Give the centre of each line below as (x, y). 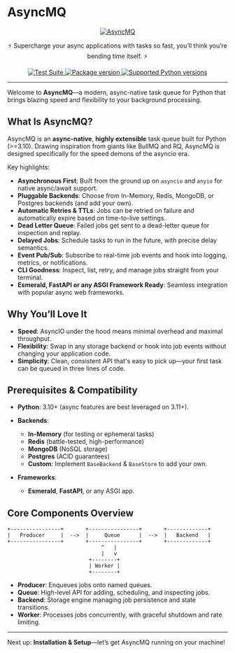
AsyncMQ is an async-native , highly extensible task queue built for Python (117, 139)
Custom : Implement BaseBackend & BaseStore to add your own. (117, 464)
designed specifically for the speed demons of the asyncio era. (98, 153)
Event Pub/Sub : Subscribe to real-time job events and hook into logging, (122, 255)
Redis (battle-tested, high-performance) (86, 442)
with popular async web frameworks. (71, 292)
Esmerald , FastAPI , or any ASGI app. (81, 491)
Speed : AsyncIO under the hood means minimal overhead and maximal (120, 331)
